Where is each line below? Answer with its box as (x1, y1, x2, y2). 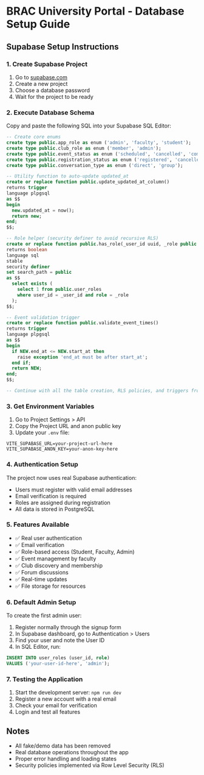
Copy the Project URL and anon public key (15, 423, 121, 430)
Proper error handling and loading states (15, 755, 117, 762)
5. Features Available (6, 520, 70, 529)
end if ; (12, 360, 32, 366)
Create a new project (15, 80, 68, 87)
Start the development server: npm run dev (15, 689, 121, 696)
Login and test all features (15, 709, 81, 716)
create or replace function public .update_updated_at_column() (6, 179, 170, 185)
